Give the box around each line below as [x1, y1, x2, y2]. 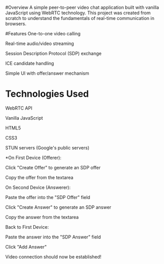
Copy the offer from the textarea [5, 174, 74, 181]
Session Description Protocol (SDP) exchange [5, 51, 102, 56]
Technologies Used [5, 88, 89, 100]
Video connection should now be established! [5, 253, 102, 260]
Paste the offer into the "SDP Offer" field [5, 194, 90, 200]
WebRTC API [5, 105, 32, 111]
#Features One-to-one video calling [5, 31, 81, 36]
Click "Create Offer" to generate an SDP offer [5, 164, 101, 170]
